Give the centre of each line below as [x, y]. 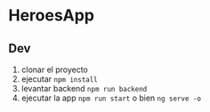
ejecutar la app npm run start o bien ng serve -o [111, 98]
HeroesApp [52, 16]
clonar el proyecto [54, 69]
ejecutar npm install [60, 79]
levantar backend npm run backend [84, 88]
